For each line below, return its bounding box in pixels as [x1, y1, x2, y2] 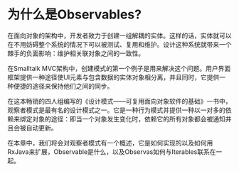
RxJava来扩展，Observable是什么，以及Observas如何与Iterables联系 [7, 147, 210, 156]
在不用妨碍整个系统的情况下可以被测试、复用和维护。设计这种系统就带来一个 [7, 40, 232, 48]
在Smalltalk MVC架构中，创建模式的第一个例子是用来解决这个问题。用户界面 [7, 64, 231, 72]
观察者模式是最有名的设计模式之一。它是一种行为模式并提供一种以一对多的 [7, 106, 225, 114]
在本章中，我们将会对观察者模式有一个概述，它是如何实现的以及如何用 [7, 138, 213, 147]
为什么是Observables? [7, 6, 142, 23]
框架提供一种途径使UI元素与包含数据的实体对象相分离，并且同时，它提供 [7, 72, 220, 82]
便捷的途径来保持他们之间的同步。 [13, 82, 114, 90]
